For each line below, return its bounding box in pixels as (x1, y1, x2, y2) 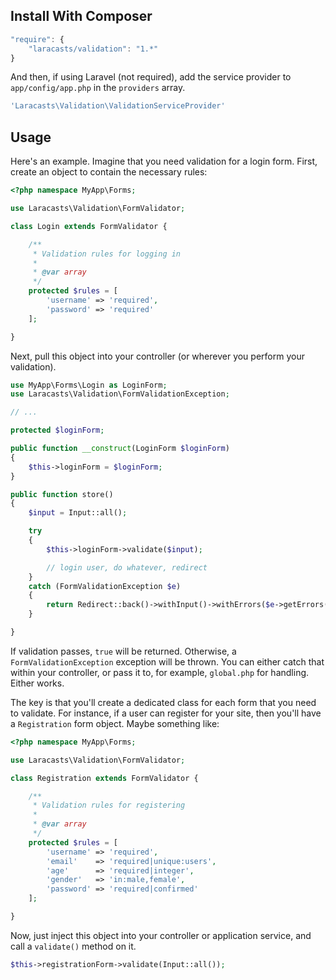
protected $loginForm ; (10, 425, 105, 436)
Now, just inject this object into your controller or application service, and (10, 929, 312, 941)
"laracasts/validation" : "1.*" (28, 44, 159, 54)
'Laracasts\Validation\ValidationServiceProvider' (10, 101, 226, 111)
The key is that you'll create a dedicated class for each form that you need (10, 696, 317, 708)
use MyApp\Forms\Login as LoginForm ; (10, 380, 168, 390)
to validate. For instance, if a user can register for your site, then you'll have (10, 707, 322, 719)
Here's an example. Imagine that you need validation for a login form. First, (10, 155, 318, 168)
